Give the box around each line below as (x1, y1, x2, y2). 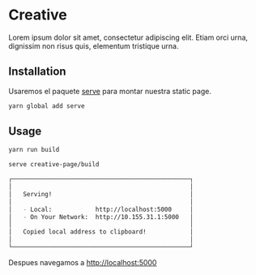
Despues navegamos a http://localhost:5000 (8, 257, 157, 267)
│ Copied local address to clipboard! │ (8, 228, 194, 236)
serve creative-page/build (8, 161, 100, 169)
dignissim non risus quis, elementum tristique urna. (8, 41, 179, 50)
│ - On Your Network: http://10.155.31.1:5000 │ (8, 213, 194, 221)
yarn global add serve (8, 101, 85, 110)
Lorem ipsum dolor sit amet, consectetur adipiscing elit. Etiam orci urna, (8, 32, 249, 42)
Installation (8, 65, 66, 79)
